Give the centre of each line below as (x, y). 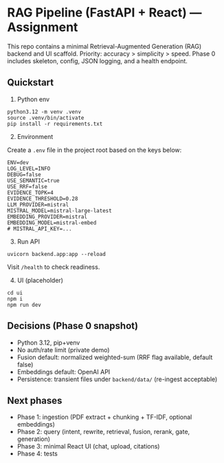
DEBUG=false (24, 174)
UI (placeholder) (40, 280)
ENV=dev (18, 162)
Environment (35, 136)
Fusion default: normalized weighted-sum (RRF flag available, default (115, 357)
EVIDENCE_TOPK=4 (30, 193)
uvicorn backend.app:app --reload (57, 254)
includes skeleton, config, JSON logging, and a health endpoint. (97, 61)
